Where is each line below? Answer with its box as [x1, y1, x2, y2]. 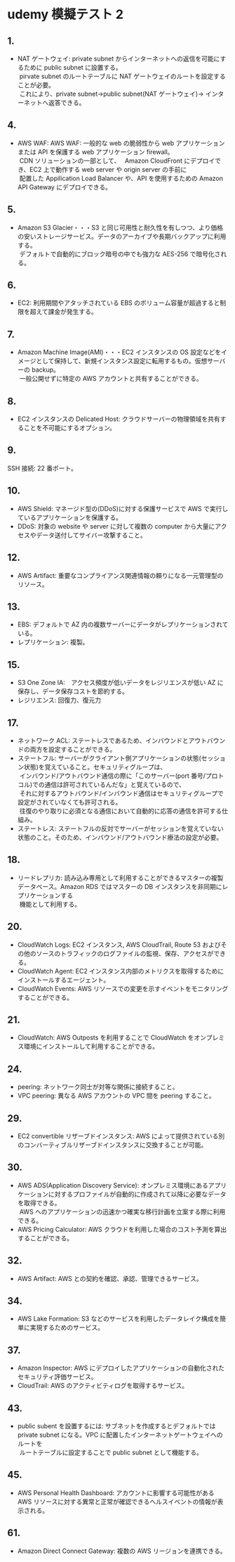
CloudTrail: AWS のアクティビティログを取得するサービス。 [17, 1381, 188, 1390]
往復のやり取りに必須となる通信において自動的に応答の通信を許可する [19, 807, 222, 815]
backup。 [31, 365, 60, 374]
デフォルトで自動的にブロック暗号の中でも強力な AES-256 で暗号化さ [19, 249, 221, 258]
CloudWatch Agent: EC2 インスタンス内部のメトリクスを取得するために [17, 966, 224, 975]
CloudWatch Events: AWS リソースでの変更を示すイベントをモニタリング [17, 984, 229, 993]
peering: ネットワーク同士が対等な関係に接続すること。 [17, 1083, 179, 1091]
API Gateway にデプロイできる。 [17, 182, 112, 191]
